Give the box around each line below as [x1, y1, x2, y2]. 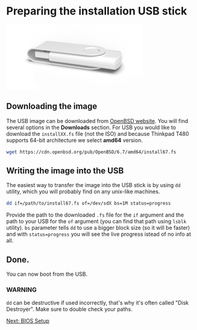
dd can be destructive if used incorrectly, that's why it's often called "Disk [6, 299, 189, 306]
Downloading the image [6, 101, 98, 112]
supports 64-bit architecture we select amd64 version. [6, 136, 143, 144]
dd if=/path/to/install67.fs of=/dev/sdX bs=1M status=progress [6, 200, 171, 206]
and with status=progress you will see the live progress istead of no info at [6, 230, 192, 238]
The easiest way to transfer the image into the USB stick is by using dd [6, 182, 181, 189]
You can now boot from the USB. [6, 270, 88, 278]
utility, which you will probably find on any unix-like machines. [6, 188, 160, 195]
